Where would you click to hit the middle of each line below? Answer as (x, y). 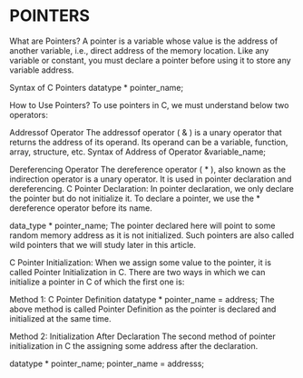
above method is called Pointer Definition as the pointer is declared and (143, 309)
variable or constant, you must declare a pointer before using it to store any (151, 60)
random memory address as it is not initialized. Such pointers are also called (152, 235)
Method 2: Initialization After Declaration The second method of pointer (143, 336)
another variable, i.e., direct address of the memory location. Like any (139, 50)
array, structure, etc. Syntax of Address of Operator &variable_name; (137, 152)
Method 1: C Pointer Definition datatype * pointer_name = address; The (142, 299)
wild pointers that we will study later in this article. (103, 244)
